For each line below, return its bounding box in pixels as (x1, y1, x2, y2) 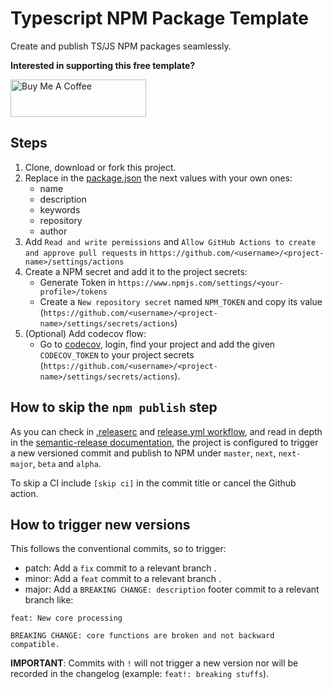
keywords (39, 203, 81, 216)
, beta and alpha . (32, 457, 102, 469)
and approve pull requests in (24, 246, 148, 258)
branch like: (24, 594, 74, 606)
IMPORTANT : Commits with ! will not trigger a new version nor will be (10, 657, 299, 669)
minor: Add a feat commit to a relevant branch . (24, 573, 222, 585)
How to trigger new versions (10, 516, 191, 533)
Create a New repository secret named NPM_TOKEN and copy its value (39, 295, 323, 307)
